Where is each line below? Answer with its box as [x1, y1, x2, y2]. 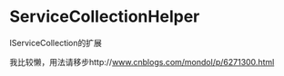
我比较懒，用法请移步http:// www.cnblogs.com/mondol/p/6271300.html [9, 56, 275, 67]
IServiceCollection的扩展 [9, 37, 103, 48]
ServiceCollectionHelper [9, 6, 200, 27]
